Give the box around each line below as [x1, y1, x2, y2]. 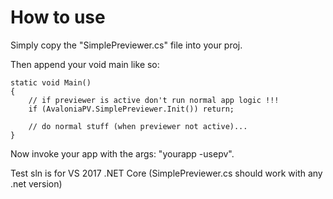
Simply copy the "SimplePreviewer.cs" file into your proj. [10, 39, 243, 51]
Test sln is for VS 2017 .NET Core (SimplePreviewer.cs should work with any [10, 167, 323, 179]
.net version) [10, 177, 63, 190]
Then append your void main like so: [10, 58, 160, 70]
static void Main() [10, 77, 92, 88]
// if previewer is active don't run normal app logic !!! [28, 95, 280, 105]
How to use [10, 6, 106, 29]
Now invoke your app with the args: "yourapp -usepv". [10, 147, 235, 160]
